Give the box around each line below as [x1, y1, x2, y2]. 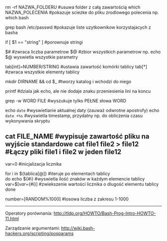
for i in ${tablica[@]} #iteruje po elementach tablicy [5, 171, 110, 177]
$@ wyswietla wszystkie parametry [5, 54, 78, 60]
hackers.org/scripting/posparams [5, 230, 74, 236]
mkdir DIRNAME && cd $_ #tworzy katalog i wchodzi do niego [5, 79, 132, 84]
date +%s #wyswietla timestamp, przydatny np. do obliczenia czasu [5, 113, 143, 119]
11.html [5, 215, 19, 221]
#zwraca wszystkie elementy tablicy [5, 69, 80, 75]
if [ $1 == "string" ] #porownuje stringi [5, 39, 83, 45]
